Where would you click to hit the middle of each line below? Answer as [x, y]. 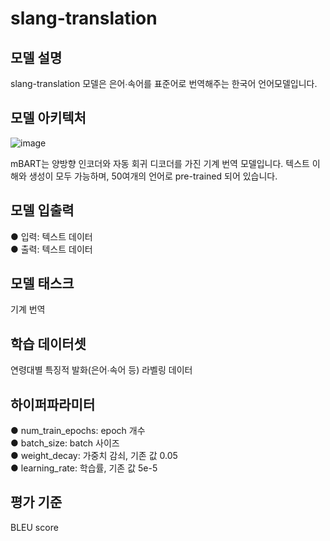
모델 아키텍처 [48, 118]
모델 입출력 [42, 210]
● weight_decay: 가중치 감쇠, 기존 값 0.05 [94, 456]
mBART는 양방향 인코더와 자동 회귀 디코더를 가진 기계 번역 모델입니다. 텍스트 [160, 163]
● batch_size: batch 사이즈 [65, 443]
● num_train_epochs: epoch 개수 [78, 431]
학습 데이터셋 [48, 343]
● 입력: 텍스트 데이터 [51, 236]
